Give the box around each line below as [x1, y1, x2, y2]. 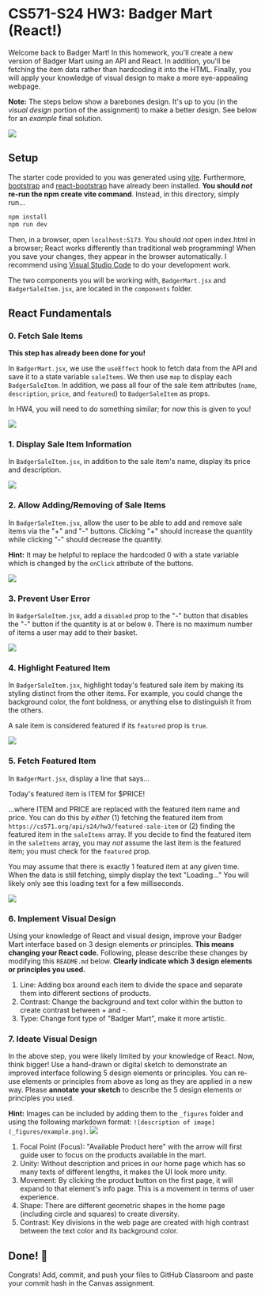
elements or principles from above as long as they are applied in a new [21, 1077, 253, 1086]
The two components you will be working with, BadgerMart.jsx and [8, 275, 226, 285]
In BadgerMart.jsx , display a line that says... [8, 773, 150, 783]
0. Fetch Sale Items [8, 330, 83, 341]
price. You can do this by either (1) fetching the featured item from [8, 812, 224, 822]
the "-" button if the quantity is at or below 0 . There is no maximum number [8, 619, 253, 629]
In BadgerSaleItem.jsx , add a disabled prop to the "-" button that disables [8, 611, 248, 621]
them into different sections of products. [19, 988, 152, 998]
